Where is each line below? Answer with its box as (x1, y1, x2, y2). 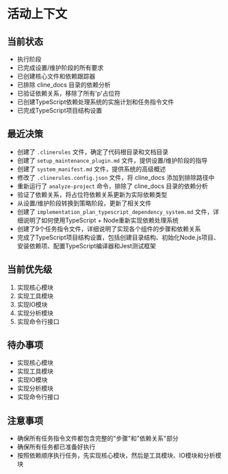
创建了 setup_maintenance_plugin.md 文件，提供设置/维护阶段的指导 (16, 156, 208, 164)
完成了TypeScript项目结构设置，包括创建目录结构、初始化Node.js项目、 (16, 233, 220, 241)
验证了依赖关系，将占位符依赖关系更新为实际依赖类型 (16, 190, 168, 198)
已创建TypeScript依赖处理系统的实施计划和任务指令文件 (16, 98, 175, 106)
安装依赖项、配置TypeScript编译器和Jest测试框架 (16, 241, 156, 250)
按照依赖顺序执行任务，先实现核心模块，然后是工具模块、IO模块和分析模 (16, 451, 222, 460)
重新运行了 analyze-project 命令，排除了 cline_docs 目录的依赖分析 (16, 182, 208, 190)
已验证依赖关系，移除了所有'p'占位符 (16, 90, 121, 97)
